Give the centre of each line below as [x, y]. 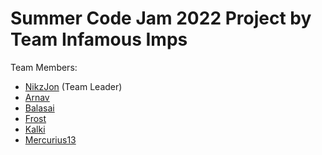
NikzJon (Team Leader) [73, 86]
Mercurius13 [50, 139]
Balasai [39, 108]
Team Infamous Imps [99, 39]
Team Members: [44, 67]
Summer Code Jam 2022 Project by [161, 18]
